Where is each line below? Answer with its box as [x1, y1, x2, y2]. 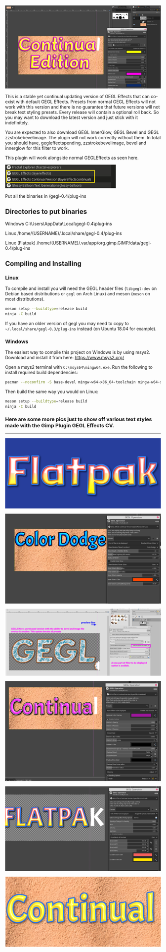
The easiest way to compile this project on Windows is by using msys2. [5, 349, 151, 355]
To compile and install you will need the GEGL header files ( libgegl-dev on [5, 285, 157, 291]
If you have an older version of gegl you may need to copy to [5, 321, 129, 326]
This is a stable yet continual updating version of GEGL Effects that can [5, 93, 150, 99]
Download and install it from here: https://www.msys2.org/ [5, 355, 124, 361]
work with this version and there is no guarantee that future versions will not [5, 104, 160, 110]
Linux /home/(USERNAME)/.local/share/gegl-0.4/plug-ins [5, 230, 122, 236]
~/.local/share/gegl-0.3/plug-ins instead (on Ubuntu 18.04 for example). [5, 326, 157, 332]
